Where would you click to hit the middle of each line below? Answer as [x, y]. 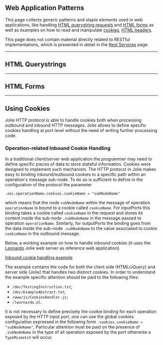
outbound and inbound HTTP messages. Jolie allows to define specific [76, 125]
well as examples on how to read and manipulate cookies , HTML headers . [79, 30]
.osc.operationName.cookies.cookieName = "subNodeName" [63, 194]
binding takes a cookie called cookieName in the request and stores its [74, 213]
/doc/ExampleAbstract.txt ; [39, 292]
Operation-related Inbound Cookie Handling [58, 148]
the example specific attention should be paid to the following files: [72, 277]
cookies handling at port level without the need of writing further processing [81, 131]
